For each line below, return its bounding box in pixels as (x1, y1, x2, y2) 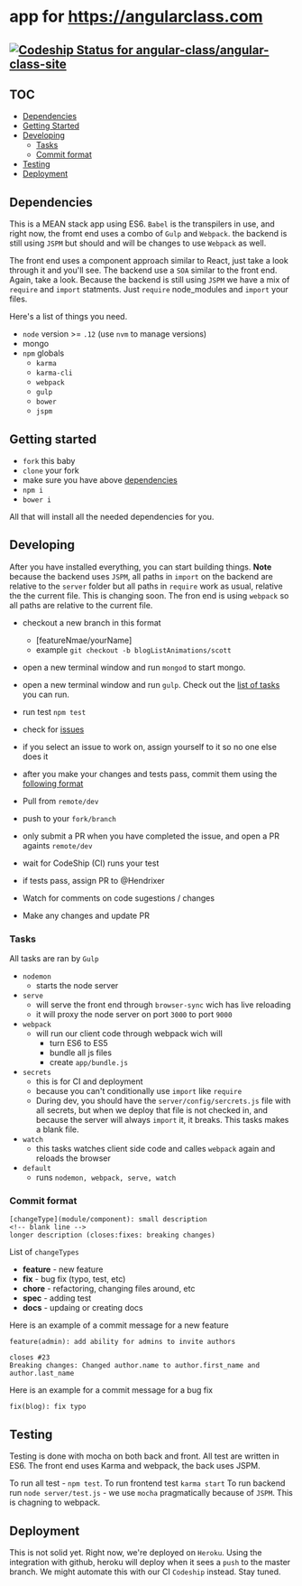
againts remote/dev (22, 839, 93, 850)
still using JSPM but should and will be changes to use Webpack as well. (9, 237, 267, 249)
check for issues (22, 724, 85, 735)
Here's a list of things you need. (9, 311, 128, 322)
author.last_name (9, 1369, 75, 1378)
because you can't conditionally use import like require (35, 1086, 243, 1097)
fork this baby (22, 456, 76, 467)
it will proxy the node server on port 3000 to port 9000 (35, 1009, 233, 1020)
